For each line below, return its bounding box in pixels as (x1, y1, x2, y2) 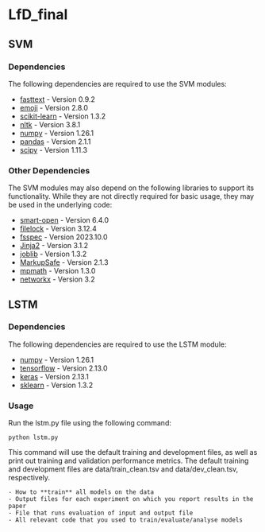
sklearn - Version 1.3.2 (19, 380, 94, 390)
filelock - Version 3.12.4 (19, 224, 97, 234)
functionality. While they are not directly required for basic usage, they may (8, 192, 255, 201)
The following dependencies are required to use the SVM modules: (8, 79, 228, 88)
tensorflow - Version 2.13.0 (19, 363, 109, 373)
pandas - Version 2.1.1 (19, 137, 91, 146)
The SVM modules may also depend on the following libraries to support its (8, 183, 255, 192)
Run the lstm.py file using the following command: (8, 418, 172, 428)
